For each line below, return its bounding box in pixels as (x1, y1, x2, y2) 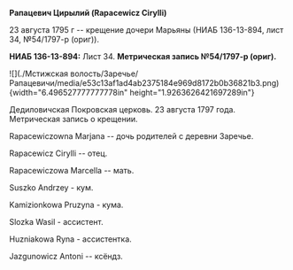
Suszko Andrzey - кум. (9, 182, 94, 193)
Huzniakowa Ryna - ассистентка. (9, 234, 133, 244)
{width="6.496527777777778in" (9, 88, 128, 97)
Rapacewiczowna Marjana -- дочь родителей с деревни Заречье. (9, 131, 254, 141)
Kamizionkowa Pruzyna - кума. (9, 199, 124, 210)
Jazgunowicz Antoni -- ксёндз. (9, 251, 124, 261)
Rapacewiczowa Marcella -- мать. (9, 166, 135, 175)
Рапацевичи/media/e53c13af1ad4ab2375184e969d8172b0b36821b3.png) (9, 78, 280, 88)
